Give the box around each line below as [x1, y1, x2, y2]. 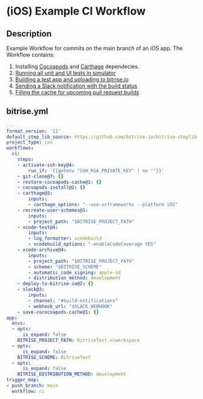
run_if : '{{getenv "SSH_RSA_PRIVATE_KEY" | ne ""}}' [28, 167, 165, 174]
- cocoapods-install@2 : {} [17, 184, 86, 191]
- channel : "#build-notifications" [28, 297, 119, 304]
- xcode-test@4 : [17, 224, 59, 231]
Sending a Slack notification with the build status [15, 82, 138, 89]
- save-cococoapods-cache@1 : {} [17, 309, 99, 315]
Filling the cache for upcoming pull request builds [15, 89, 140, 95]
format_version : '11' [6, 128, 61, 134]
